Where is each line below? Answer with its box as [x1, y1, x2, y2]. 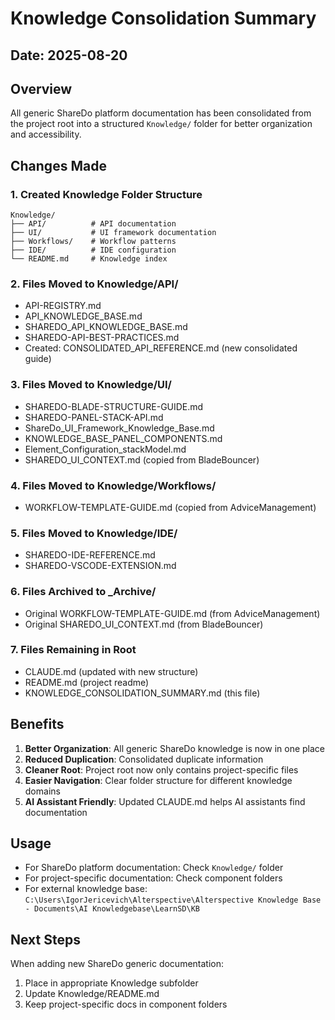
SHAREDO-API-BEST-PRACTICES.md [24, 332, 180, 344]
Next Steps [10, 931, 81, 948]
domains [24, 785, 61, 797]
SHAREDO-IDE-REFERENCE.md [24, 549, 156, 561]
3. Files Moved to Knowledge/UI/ [10, 378, 172, 392]
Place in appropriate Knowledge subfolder [24, 977, 199, 989]
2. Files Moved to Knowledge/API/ [10, 277, 179, 291]
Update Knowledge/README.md [24, 988, 160, 1000]
